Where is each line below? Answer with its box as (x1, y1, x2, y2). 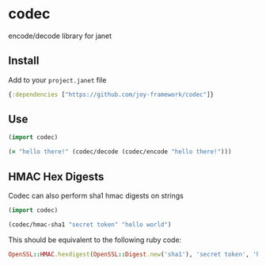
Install (8, 54, 40, 67)
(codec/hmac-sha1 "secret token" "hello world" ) (8, 220, 172, 229)
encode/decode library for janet (8, 31, 112, 40)
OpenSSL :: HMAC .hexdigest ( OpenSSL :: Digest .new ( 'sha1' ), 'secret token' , (8, 250, 249, 258)
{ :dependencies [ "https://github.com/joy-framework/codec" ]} (8, 91, 215, 98)
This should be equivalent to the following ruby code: (8, 235, 182, 245)
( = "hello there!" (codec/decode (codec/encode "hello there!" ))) (8, 148, 232, 156)
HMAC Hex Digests (8, 170, 104, 183)
